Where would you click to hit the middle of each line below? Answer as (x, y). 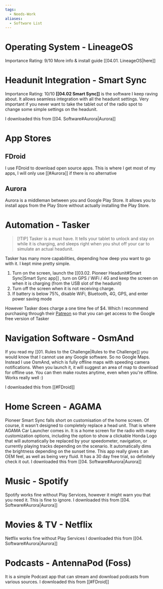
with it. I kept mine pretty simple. (38, 263)
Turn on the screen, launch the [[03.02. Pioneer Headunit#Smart (77, 273)
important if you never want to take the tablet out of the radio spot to (74, 104)
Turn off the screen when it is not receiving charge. (63, 288)
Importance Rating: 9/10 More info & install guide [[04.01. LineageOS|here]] (80, 61)
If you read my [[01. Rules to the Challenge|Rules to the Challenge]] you (77, 351)
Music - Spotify (37, 481)
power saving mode (32, 299)
